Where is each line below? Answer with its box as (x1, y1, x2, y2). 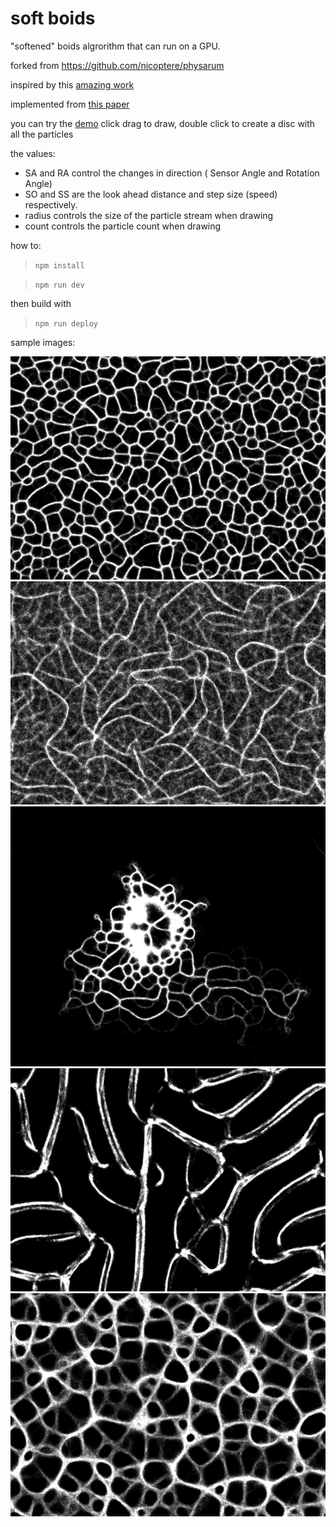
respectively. (24, 198, 78, 211)
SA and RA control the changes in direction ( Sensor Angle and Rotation (24, 167, 320, 179)
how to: (10, 239, 42, 251)
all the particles (10, 128, 74, 140)
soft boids (10, 7, 96, 30)
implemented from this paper (10, 98, 130, 110)
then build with (10, 297, 72, 309)
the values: (10, 147, 56, 159)
